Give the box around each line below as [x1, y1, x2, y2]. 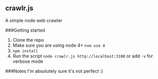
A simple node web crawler [5, 17, 62, 23]
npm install [12, 48, 38, 53]
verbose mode [12, 58, 43, 64]
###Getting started [5, 27, 46, 33]
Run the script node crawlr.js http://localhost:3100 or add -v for [12, 53, 153, 59]
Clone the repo [12, 37, 44, 43]
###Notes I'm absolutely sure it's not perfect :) [5, 68, 103, 74]
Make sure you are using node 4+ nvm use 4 [12, 42, 105, 48]
